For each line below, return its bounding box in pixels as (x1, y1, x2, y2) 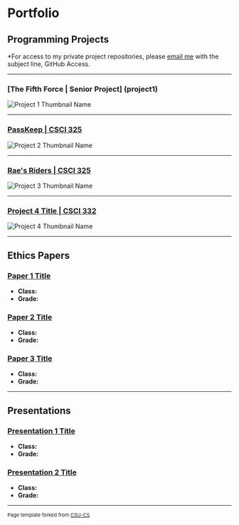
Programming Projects (7, 33, 109, 46)
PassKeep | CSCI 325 (7, 124, 83, 134)
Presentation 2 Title (7, 467, 77, 477)
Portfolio (7, 5, 60, 21)
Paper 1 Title (7, 270, 51, 280)
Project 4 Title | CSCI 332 (7, 206, 97, 216)
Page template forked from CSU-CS (7, 511, 90, 519)
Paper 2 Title (7, 312, 53, 322)
